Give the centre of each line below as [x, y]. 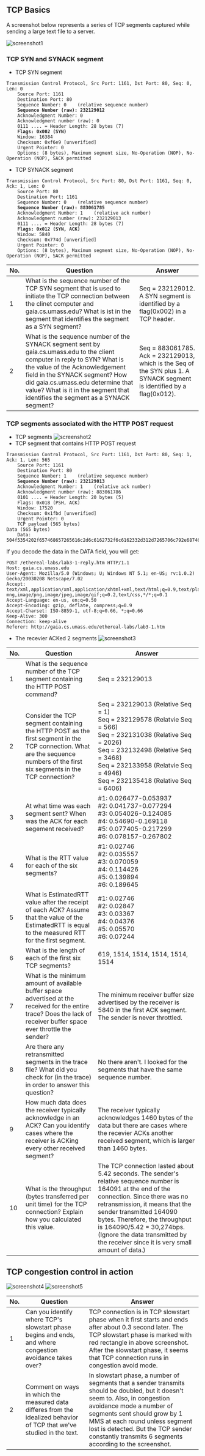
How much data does [56, 1103]
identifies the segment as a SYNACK [77, 398]
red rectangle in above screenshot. [139, 1343]
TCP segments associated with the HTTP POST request [90, 424]
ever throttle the [48, 1029]
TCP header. [157, 319]
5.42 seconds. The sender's [138, 1173]
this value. [40, 1227]
